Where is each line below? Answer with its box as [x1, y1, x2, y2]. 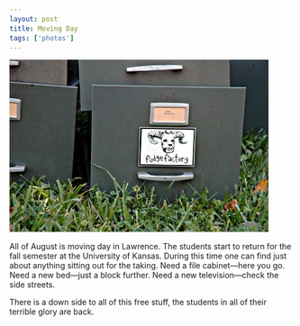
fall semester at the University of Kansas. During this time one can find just [9, 250, 287, 261]
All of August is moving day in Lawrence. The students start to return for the [9, 241, 292, 252]
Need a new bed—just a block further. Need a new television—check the [9, 270, 279, 281]
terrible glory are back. [9, 306, 95, 317]
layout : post [9, 14, 59, 23]
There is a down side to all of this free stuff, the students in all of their [9, 297, 268, 308]
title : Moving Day [9, 23, 78, 33]
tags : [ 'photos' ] [9, 33, 75, 42]
